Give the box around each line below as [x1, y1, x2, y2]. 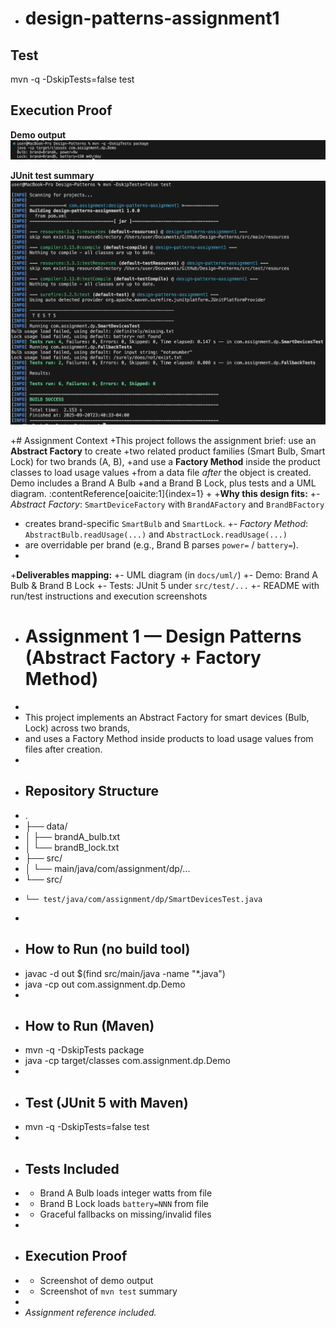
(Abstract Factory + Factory [24, 647, 262, 669]
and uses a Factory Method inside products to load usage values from [24, 732, 314, 744]
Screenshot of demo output [39, 1274, 154, 1286]
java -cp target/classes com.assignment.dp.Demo [24, 1055, 231, 1067]
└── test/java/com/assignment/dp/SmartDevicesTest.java [24, 894, 263, 904]
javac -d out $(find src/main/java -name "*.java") [24, 967, 226, 979]
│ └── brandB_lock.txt [24, 841, 120, 853]
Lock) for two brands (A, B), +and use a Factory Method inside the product [10, 456, 321, 467]
